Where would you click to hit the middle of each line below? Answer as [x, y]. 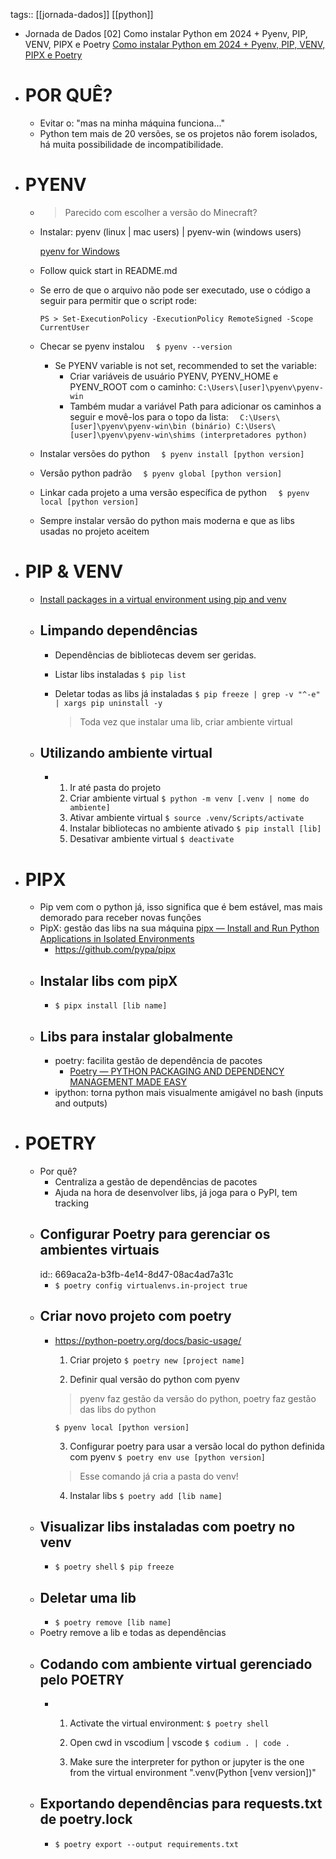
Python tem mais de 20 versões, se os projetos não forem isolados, [178, 133]
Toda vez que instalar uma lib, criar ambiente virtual [186, 721]
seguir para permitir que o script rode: [118, 300]
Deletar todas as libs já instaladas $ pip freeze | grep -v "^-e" [187, 693]
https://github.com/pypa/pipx [115, 950]
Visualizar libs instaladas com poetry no [167, 1526]
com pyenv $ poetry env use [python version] [167, 1456]
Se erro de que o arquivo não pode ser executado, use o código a [175, 290]
